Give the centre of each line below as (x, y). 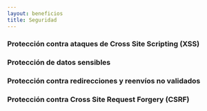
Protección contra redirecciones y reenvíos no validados (104, 81)
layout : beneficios (35, 13)
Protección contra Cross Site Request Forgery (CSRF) (98, 99)
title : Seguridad (32, 20)
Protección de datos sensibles (59, 63)
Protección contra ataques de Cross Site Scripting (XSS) (103, 44)
